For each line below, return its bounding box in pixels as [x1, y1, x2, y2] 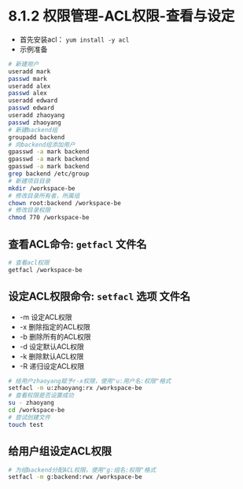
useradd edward [8, 97, 58, 105]
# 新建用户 [8, 60, 39, 68]
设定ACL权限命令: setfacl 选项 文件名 [8, 290, 191, 303]
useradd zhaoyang [8, 112, 65, 119]
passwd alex [8, 90, 47, 97]
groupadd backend [8, 133, 65, 142]
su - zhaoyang [8, 399, 55, 407]
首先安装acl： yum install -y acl [19, 35, 130, 44]
